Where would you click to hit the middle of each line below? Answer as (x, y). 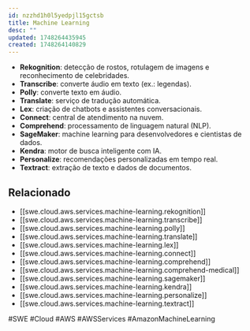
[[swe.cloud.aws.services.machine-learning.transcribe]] (111, 219)
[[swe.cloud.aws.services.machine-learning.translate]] (108, 236)
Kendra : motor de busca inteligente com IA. (91, 151)
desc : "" (22, 30)
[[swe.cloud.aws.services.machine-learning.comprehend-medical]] (129, 270)
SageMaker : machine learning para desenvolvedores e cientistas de (131, 134)
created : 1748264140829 (47, 45)
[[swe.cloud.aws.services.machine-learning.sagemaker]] (112, 278)
